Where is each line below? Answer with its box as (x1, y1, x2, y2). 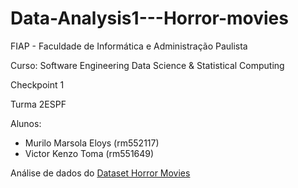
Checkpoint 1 (10, 78, 65, 91)
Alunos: (10, 117, 42, 129)
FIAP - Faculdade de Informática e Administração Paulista (10, 40, 248, 52)
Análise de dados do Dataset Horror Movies (10, 167, 191, 179)
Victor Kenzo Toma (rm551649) (24, 147, 155, 159)
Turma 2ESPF (10, 98, 67, 110)
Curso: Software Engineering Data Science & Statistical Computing (10, 59, 285, 71)
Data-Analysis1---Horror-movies (10, 7, 289, 30)
